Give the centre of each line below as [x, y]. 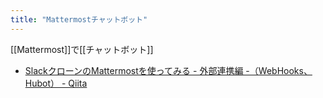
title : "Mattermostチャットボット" [79, 19]
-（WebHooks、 [279, 70]
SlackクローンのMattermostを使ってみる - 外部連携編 [134, 70]
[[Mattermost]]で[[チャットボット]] [82, 49]
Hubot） [42, 83]
